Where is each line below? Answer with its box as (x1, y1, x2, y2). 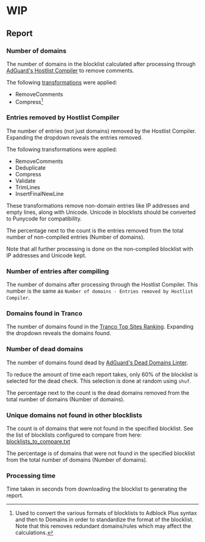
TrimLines (15, 183, 41, 190)
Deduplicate (15, 164, 46, 171)
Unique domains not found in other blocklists (6, 411, 142, 420)
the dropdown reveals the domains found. (6, 329, 112, 337)
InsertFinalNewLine (15, 190, 64, 197)
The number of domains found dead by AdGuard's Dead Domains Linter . (6, 359, 189, 366)
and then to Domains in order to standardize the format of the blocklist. (15, 516, 194, 524)
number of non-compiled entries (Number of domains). (6, 233, 145, 241)
